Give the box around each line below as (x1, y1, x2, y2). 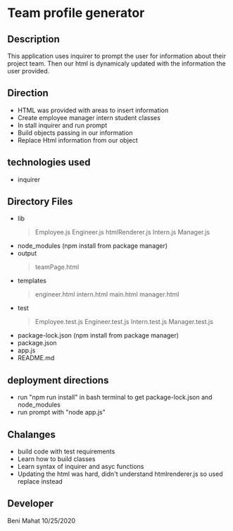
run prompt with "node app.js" (17, 408, 106, 417)
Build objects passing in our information (17, 129, 133, 137)
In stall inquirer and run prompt (17, 121, 108, 129)
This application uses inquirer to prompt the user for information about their (7, 52, 227, 60)
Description (7, 33, 60, 45)
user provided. (7, 67, 50, 75)
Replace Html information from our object (17, 136, 139, 144)
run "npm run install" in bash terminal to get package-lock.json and (17, 393, 213, 402)
